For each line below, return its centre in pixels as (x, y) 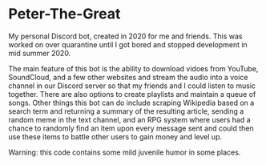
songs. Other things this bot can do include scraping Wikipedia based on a (131, 103)
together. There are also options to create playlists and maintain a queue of (132, 94)
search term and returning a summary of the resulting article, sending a (126, 111)
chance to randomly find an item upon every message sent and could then (131, 128)
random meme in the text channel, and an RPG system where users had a (129, 119)
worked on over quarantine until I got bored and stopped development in (128, 44)
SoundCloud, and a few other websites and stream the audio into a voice (128, 77)
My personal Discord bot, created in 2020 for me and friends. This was (125, 36)
